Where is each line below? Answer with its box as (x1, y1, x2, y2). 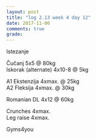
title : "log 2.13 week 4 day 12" (6, 15, 91, 21)
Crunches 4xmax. (6, 108, 51, 115)
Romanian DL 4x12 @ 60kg (6, 96, 74, 103)
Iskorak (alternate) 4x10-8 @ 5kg (6, 66, 89, 73)
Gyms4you (6, 126, 34, 133)
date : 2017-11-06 (6, 20, 50, 26)
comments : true (6, 25, 45, 32)
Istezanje (6, 48, 29, 55)
